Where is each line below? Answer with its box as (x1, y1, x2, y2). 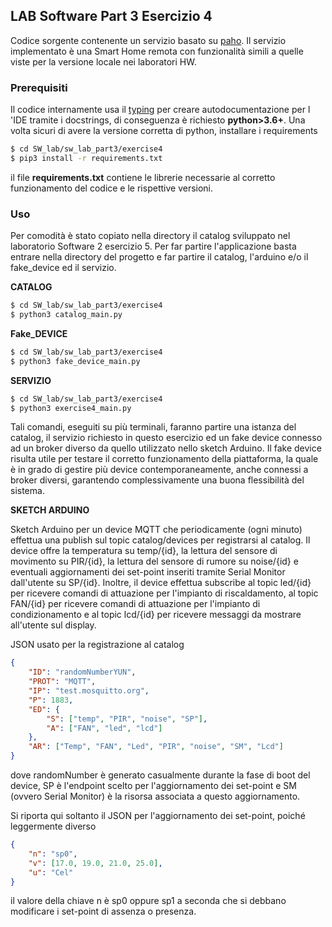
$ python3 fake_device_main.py (10, 356, 141, 366)
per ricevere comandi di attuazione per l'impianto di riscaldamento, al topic (10, 587, 319, 599)
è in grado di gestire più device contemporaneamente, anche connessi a (10, 464, 309, 476)
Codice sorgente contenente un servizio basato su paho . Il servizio (10, 34, 287, 46)
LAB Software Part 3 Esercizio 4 (10, 8, 213, 25)
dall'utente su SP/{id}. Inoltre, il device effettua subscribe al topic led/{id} (10, 577, 312, 589)
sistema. (10, 485, 45, 497)
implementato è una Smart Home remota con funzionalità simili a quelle (10, 45, 304, 57)
